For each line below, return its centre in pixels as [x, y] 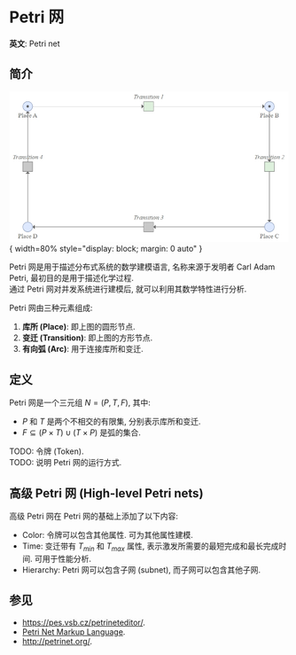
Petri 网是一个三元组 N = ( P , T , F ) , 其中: [80, 402]
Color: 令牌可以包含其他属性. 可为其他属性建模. [107, 535]
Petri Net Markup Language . [74, 632]
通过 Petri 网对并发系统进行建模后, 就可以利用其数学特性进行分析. [128, 289]
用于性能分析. [66, 558]
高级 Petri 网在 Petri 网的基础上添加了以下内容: [94, 516]
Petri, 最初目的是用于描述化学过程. [72, 278]
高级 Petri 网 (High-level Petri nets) [106, 493]
